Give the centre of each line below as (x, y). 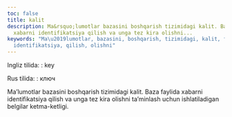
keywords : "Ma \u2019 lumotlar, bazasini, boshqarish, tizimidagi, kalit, (114, 39)
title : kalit (26, 20)
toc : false (23, 13)
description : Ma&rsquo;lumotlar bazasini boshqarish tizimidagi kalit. (112, 26)
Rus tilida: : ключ (31, 78)
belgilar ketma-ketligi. (38, 106)
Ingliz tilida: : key (31, 65)
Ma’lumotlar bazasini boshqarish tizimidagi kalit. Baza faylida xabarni (105, 92)
